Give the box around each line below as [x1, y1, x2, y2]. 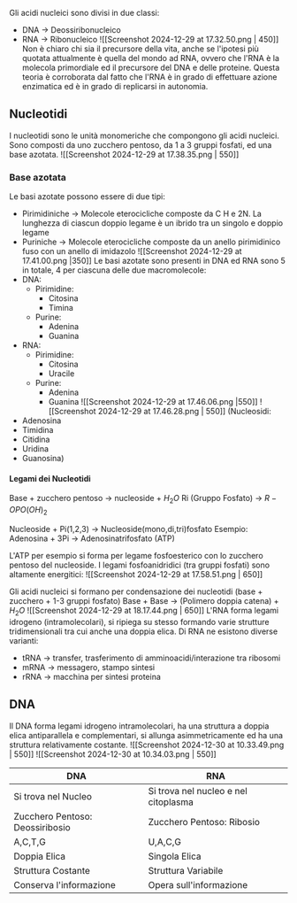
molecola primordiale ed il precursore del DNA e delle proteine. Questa [21, 62, 280, 73]
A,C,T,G [13, 836, 46, 848]
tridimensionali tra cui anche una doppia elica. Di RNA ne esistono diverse [9, 626, 278, 637]
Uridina [21, 444, 49, 454]
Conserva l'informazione [13, 878, 117, 891]
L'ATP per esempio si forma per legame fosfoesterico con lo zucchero [9, 550, 263, 560]
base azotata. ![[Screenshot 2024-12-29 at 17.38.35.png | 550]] [9, 149, 240, 159]
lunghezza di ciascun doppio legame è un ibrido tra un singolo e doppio [21, 218, 284, 228]
